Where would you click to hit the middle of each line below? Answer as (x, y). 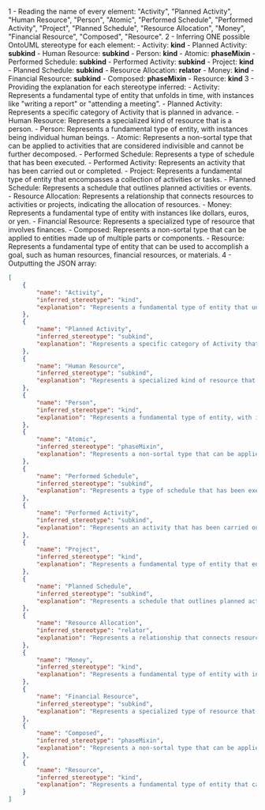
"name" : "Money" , (65, 660)
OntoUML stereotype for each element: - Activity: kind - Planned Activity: (128, 45)
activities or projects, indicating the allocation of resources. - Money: (120, 204)
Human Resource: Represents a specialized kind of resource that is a (120, 121)
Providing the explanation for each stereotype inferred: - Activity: (114, 87)
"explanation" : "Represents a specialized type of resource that (146, 711)
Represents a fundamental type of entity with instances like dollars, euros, (129, 213)
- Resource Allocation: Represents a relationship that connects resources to (131, 196)
